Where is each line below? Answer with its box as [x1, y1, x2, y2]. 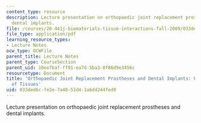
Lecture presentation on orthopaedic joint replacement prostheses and [6, 103, 181, 110]
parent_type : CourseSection [6, 59, 77, 65]
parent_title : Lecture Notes [6, 53, 79, 59]
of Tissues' [11, 82, 42, 88]
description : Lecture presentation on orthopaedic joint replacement [6, 14, 184, 20]
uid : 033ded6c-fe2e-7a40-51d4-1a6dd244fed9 [6, 87, 117, 93]
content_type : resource [6, 8, 66, 15]
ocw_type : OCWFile [6, 48, 52, 54]
